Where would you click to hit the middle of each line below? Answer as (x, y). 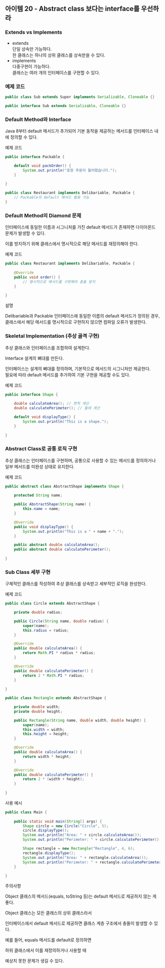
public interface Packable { (35, 157)
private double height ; (38, 712)
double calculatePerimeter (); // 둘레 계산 (57, 408)
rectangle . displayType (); (49, 853)
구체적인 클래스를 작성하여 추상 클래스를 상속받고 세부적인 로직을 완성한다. (76, 584)
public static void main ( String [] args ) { (58, 821)
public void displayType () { (44, 527)
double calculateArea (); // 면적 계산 (52, 404)
